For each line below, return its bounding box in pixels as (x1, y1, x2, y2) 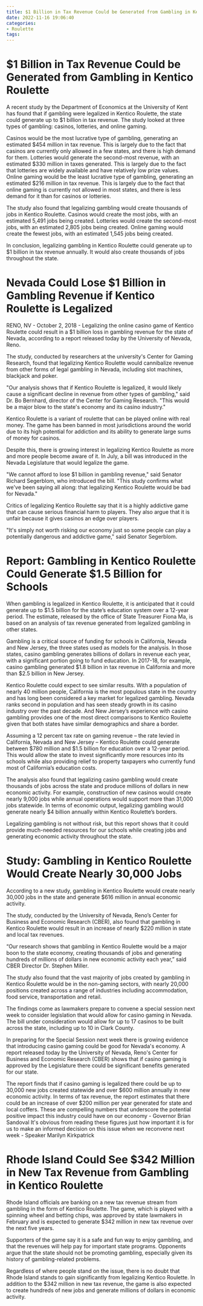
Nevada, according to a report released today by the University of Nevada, (6, 335, 192, 342)
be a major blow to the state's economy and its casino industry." (6, 403, 166, 410)
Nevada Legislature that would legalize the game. (6, 459, 129, 466)
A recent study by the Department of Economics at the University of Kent (6, 104, 188, 111)
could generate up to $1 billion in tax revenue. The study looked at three (6, 116, 185, 124)
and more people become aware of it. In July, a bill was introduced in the (6, 453, 187, 460)
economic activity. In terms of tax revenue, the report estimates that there (6, 1092, 190, 1100)
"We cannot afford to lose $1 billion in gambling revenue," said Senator (6, 471, 182, 478)
